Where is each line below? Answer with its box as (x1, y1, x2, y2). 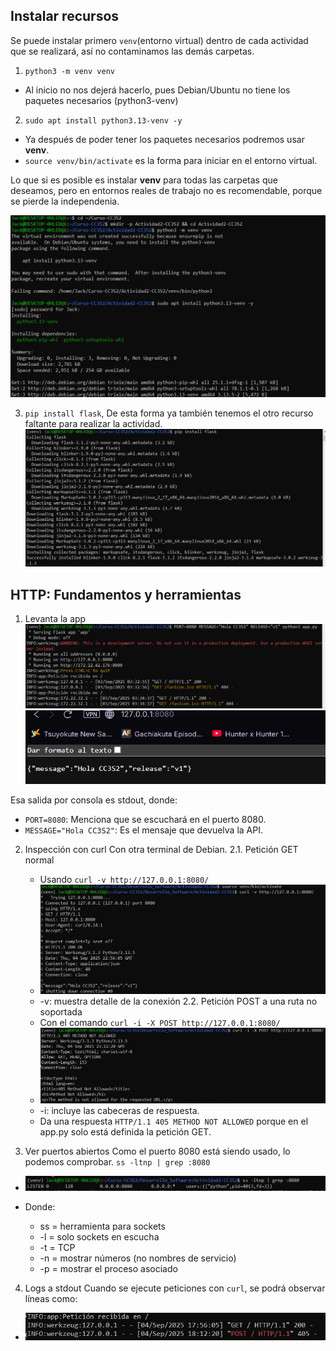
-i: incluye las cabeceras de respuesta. (39, 1104, 200, 1116)
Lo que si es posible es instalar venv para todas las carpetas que (10, 174, 278, 186)
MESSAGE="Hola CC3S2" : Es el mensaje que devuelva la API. (24, 824, 263, 836)
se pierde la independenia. (10, 195, 120, 207)
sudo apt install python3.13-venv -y (24, 115, 183, 126)
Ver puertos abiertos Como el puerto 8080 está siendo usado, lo (24, 1145, 291, 1157)
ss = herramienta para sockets (39, 1220, 166, 1232)
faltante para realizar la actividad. (24, 418, 163, 430)
